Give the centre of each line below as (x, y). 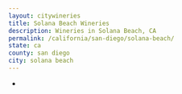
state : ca (25, 46)
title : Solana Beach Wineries (59, 23)
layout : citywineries (45, 16)
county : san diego (39, 53)
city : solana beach (41, 61)
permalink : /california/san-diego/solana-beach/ (91, 38)
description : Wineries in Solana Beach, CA (83, 31)
